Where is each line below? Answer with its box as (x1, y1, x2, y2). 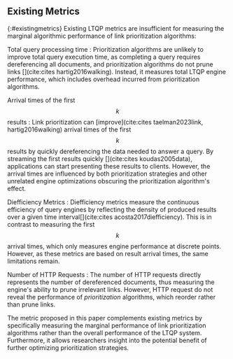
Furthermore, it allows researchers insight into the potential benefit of (7, 336, 208, 344)
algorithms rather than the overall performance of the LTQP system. (7, 328, 202, 337)
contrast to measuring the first (7, 220, 95, 228)
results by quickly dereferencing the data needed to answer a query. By (7, 147, 214, 155)
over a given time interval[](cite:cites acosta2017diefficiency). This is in (7, 213, 212, 221)
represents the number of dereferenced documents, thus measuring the (7, 278, 215, 286)
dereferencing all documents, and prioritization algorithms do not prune (7, 59, 213, 69)
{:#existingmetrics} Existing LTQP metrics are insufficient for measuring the (7, 24, 225, 32)
